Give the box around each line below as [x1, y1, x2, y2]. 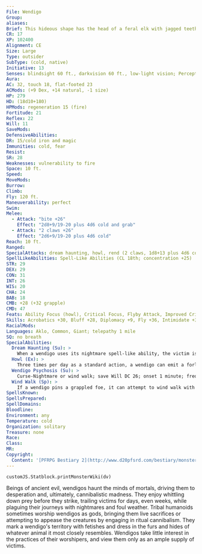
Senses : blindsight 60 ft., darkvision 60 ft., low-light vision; [6, 71, 176, 77]
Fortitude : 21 [6, 110, 42, 116]
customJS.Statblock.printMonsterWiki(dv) [6, 474, 112, 480]
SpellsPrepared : [6, 395, 47, 401]
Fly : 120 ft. [6, 194, 39, 200]
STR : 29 [6, 261, 26, 267]
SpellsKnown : [6, 390, 39, 396]
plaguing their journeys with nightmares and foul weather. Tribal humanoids [6, 503, 194, 511]
